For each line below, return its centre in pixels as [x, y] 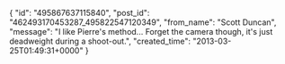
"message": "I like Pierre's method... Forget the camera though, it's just [141, 32]
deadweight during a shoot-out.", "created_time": [100, 41]
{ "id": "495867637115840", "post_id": [80, 13]
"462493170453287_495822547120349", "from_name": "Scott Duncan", [143, 22]
